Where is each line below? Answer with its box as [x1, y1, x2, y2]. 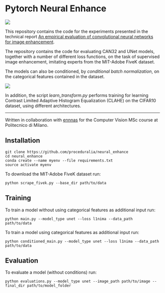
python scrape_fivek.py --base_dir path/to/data [5, 180, 107, 185]
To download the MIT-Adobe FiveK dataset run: [5, 171, 101, 177]
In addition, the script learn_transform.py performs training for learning [5, 92, 149, 98]
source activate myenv [5, 162, 52, 167]
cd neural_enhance [5, 153, 43, 159]
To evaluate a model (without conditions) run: [5, 269, 97, 275]
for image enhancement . [5, 39, 55, 45]
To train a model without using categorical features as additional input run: [5, 207, 156, 213]
